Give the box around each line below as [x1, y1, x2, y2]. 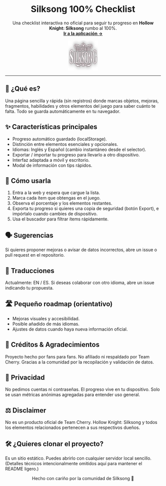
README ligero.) [5, 466, 39, 472]
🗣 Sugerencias [5, 231, 53, 239]
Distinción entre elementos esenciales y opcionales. [12, 141, 119, 147]
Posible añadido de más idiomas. [12, 321, 80, 327]
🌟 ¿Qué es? [5, 84, 41, 93]
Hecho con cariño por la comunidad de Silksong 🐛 [32, 476, 134, 482]
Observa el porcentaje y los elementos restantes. [12, 200, 113, 207]
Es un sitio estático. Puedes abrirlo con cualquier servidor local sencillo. [5, 455, 152, 461]
